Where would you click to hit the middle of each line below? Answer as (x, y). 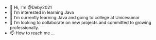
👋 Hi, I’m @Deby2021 (31, 7)
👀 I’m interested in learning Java (42, 12)
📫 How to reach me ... (32, 33)
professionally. (24, 28)
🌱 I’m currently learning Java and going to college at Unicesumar (75, 17)
